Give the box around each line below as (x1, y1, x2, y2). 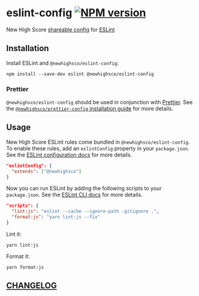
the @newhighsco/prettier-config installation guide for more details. (6, 105, 174, 113)
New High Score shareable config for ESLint (6, 26, 115, 33)
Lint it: (6, 230, 22, 238)
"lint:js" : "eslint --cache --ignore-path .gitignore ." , (11, 208, 160, 215)
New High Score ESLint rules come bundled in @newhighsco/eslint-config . (6, 138, 191, 146)
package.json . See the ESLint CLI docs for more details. (6, 191, 143, 199)
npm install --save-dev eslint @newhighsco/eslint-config (6, 71, 154, 77)
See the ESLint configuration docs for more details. (6, 151, 132, 158)
